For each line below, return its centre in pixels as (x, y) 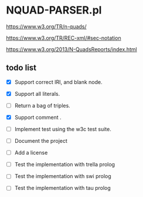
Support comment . (38, 117)
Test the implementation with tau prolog (63, 188)
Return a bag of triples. (42, 105)
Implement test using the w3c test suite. (63, 129)
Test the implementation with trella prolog (65, 165)
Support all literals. (37, 94)
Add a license (31, 153)
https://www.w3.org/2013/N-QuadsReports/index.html (71, 49)
